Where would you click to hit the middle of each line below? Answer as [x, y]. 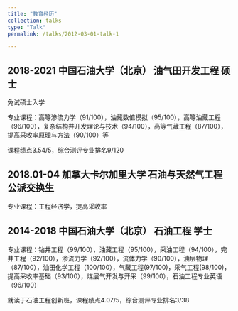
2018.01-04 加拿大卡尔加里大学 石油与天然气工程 [115, 175]
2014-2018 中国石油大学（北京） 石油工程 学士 [110, 231]
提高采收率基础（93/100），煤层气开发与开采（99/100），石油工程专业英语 [115, 276]
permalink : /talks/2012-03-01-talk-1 [63, 34]
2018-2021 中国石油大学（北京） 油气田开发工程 [113, 71]
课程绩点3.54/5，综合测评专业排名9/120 [66, 151]
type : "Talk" [27, 27]
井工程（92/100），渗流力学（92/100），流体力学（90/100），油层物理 [108, 258]
